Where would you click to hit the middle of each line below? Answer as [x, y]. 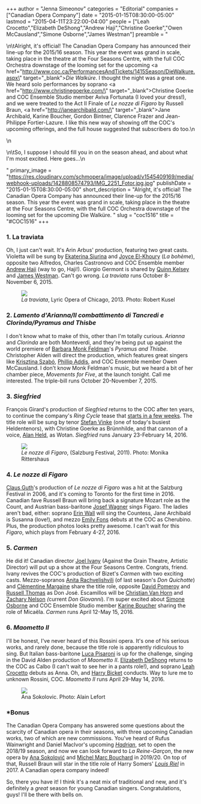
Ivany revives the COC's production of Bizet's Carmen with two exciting [95, 574]
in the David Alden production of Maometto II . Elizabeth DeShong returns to [100, 660]
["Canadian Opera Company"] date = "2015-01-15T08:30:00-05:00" [90, 15]
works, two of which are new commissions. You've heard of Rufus [88, 738]
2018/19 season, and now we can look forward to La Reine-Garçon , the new [100, 751]
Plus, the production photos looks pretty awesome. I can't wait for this [93, 526]
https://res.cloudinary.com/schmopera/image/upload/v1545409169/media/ [101, 176]
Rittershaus [35, 459]
